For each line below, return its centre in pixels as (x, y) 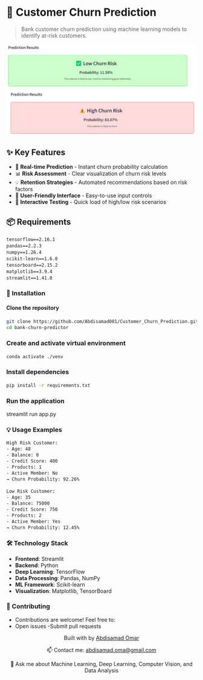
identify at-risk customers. (54, 35)
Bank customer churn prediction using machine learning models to (104, 29)
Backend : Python (37, 565)
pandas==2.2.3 (24, 246)
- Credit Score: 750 (32, 510)
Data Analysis (101, 670)
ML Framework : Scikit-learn (50, 584)
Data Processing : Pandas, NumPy (58, 578)
